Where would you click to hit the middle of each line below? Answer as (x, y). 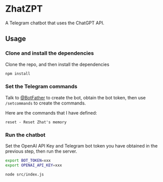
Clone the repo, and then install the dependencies (57, 64)
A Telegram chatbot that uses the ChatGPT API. (55, 23)
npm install (18, 74)
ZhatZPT (24, 9)
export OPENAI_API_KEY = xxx (34, 165)
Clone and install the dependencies (50, 53)
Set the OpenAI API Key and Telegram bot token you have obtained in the (81, 146)
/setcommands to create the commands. (46, 103)
